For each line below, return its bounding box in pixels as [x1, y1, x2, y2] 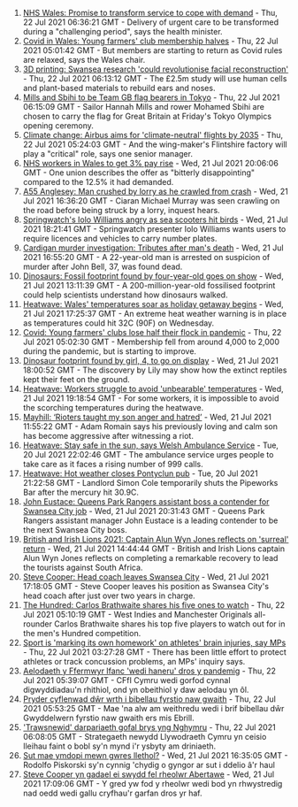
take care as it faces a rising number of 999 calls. [22, 459, 203, 469]
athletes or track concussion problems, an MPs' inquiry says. [22, 657, 246, 666]
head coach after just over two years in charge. [22, 590, 195, 601]
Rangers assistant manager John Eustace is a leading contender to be [22, 515, 279, 526]
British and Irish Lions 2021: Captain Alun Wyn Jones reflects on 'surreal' [22, 534, 289, 544]
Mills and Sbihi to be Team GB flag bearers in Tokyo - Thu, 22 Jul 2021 [22, 92, 280, 103]
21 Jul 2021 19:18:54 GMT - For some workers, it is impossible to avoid [22, 393, 279, 403]
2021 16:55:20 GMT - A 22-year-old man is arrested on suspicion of [22, 252, 271, 262]
